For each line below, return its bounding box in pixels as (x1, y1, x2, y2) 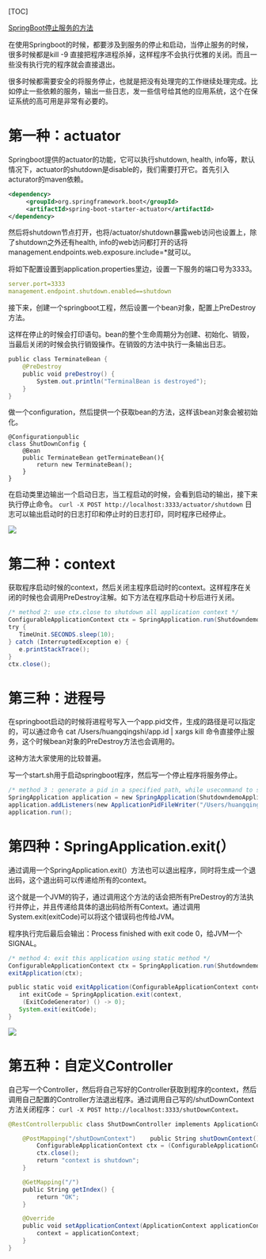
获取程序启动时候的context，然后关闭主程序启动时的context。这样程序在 (8, 582, 245, 593)
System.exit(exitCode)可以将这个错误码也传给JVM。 (8, 911, 179, 921)
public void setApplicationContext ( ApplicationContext (22, 1222, 207, 1230)
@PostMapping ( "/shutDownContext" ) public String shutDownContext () (22, 1135, 260, 1143)
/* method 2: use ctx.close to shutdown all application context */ (8, 609, 239, 616)
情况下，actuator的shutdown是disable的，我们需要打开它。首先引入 (8, 164, 230, 174)
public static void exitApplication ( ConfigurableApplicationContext (8, 983, 239, 991)
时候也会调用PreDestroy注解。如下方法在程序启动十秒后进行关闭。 (21, 593, 239, 602)
